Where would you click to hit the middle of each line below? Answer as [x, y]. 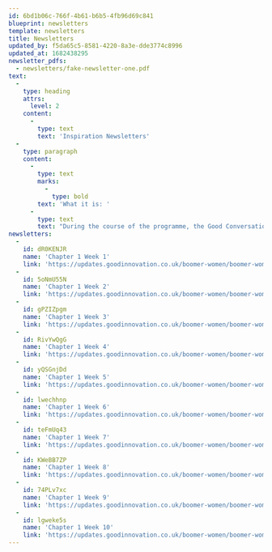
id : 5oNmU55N [45, 279]
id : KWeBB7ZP [45, 460]
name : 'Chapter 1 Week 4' [67, 347]
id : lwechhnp [45, 400]
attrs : [34, 99]
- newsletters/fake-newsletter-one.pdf [83, 69]
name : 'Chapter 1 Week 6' [67, 407]
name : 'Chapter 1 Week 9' [67, 497]
